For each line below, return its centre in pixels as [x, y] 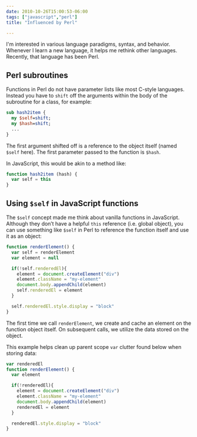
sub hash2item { [26, 113]
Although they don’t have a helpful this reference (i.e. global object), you [95, 223]
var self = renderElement [43, 252]
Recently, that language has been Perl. [53, 57]
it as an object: [24, 236]
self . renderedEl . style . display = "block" [63, 306]
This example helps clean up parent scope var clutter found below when [94, 347]
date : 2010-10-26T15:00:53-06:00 [47, 11]
